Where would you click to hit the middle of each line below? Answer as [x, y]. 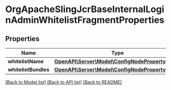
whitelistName [26, 61]
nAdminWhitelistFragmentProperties [85, 20]
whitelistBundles [29, 70]
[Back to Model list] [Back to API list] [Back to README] [64, 82]
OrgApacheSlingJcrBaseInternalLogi [85, 9]
